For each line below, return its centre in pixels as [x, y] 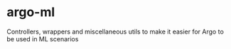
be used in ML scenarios [43, 38]
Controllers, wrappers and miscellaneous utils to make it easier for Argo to [116, 31]
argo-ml [31, 12]
